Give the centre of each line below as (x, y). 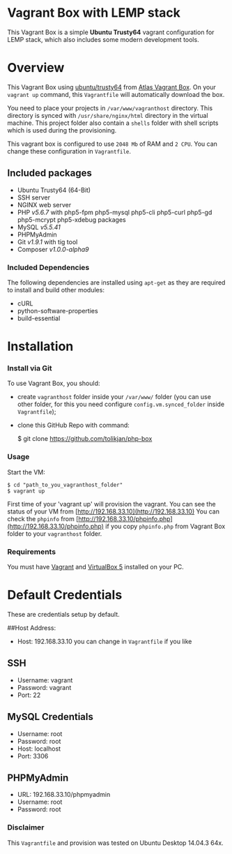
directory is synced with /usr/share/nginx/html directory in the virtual (108, 115)
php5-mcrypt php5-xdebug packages (72, 219)
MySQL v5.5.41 (39, 227)
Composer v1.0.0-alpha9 (53, 249)
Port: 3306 (33, 756)
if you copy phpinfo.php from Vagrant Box (165, 526)
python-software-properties (58, 310)
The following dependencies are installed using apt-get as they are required (116, 282)
